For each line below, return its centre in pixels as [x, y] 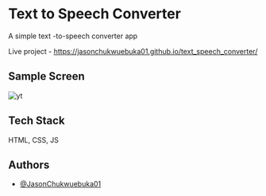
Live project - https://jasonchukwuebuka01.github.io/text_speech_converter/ [133, 51]
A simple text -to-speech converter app [73, 36]
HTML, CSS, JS [34, 139]
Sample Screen [46, 76]
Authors [29, 165]
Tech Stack [37, 121]
